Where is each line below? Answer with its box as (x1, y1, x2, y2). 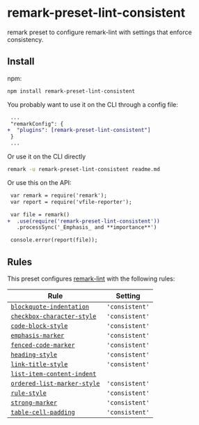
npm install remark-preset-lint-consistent (7, 87, 136, 95)
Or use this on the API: (7, 178, 72, 186)
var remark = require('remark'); (10, 192, 108, 199)
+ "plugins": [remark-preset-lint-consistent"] (7, 127, 151, 134)
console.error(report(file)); (10, 237, 98, 244)
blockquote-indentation (10, 302, 90, 311)
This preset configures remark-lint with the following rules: (7, 274, 175, 283)
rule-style (10, 389, 47, 397)
